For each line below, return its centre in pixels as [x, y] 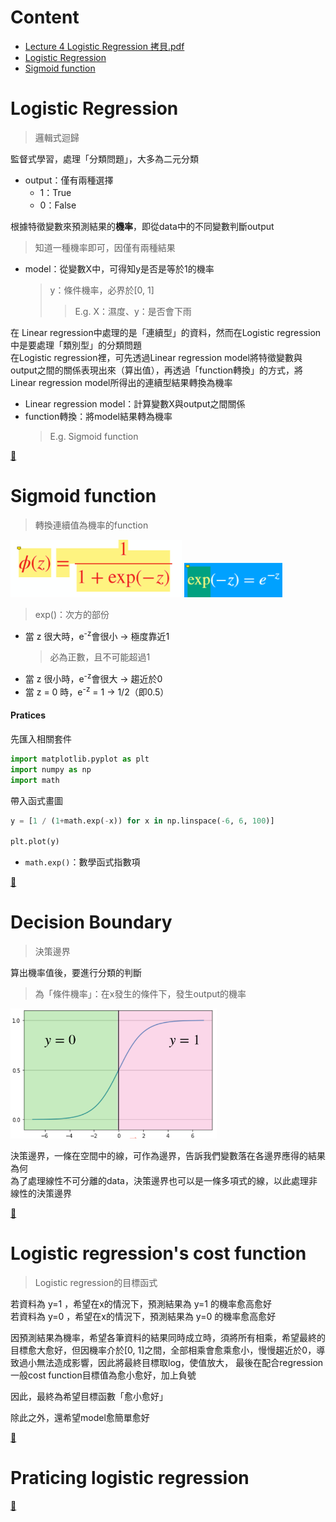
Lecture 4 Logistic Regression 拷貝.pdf [104, 46]
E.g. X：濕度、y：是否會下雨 [133, 311]
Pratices [28, 715]
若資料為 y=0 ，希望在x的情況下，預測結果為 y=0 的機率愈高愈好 [143, 1317]
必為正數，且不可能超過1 [100, 657]
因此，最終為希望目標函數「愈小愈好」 [89, 1397]
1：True [55, 192]
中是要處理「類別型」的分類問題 [76, 345]
